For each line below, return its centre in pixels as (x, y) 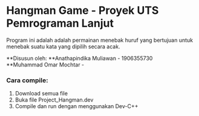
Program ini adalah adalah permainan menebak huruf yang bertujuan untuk (100, 40)
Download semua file (41, 94)
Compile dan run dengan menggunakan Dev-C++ (77, 106)
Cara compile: (27, 80)
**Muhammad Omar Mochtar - (45, 65)
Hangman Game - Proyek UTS (83, 11)
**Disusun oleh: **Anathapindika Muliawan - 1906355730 (80, 58)
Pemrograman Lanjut (60, 23)
